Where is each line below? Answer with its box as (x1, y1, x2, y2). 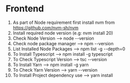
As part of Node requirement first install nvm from (12, 19, 115, 25)
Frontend (5, 3, 44, 14)
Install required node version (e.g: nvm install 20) (12, 30, 113, 36)
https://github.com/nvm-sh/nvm (12, 24, 79, 30)
